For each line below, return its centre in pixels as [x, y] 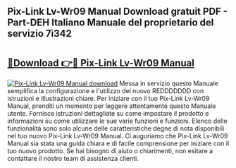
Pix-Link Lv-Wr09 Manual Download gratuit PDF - [117, 12]
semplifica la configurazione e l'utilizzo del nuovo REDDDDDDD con [106, 91]
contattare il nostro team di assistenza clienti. [73, 158]
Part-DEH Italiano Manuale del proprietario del [111, 23]
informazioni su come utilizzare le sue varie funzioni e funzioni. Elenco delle [117, 121]
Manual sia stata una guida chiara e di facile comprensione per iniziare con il [118, 143]
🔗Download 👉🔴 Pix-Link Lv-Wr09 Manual [101, 63]
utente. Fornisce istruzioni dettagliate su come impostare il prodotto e [108, 113]
